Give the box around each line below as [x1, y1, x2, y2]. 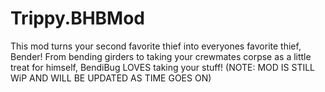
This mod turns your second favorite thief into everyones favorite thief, [10, 40, 302, 52]
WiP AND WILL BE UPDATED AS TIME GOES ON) [10, 72, 212, 84]
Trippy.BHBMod [10, 7, 146, 30]
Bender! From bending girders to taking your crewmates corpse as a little [10, 50, 312, 62]
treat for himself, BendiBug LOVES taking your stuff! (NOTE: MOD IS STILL [10, 61, 316, 73]
